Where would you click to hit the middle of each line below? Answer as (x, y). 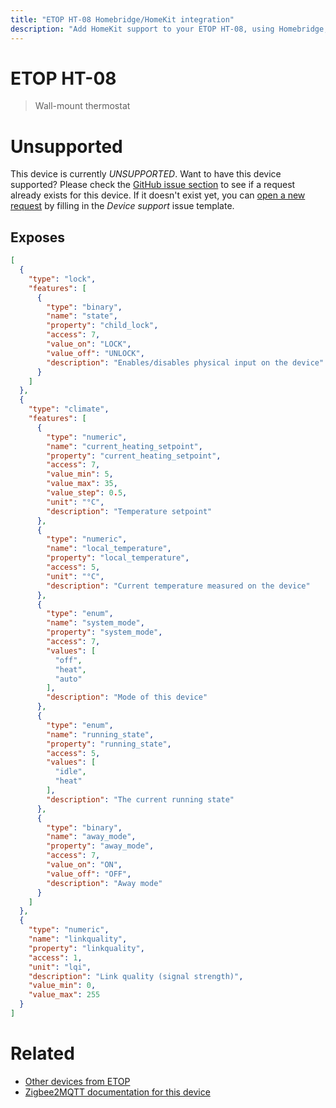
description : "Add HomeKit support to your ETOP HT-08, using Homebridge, (169, 29)
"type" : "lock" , (62, 279)
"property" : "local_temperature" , (118, 558)
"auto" (68, 679)
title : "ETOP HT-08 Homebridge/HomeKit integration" (122, 19)
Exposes (38, 237)
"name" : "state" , (82, 316)
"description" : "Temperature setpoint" (129, 511)
